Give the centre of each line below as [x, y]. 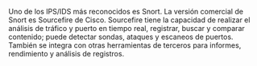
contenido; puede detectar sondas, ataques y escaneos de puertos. [121, 37]
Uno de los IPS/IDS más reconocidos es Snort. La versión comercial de [126, 12]
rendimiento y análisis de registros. [66, 54]
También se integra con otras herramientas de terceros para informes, [125, 45]
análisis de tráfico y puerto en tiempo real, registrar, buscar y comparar [127, 28]
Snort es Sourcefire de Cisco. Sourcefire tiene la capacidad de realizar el [129, 20]
